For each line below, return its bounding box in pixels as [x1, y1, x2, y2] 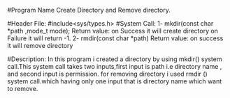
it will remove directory [7, 42, 73, 49]
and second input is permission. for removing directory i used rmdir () [7, 70, 208, 78]
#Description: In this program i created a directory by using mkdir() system [7, 55, 222, 63]
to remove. [7, 85, 38, 92]
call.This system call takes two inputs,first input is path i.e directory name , [7, 63, 222, 70]
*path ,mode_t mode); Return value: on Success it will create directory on [7, 27, 219, 35]
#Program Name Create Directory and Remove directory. [7, 6, 171, 14]
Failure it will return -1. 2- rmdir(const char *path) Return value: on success [7, 34, 224, 42]
